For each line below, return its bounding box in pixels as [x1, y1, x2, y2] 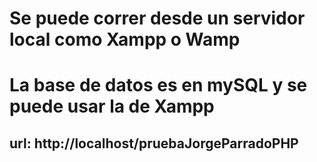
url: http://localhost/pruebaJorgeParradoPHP [9, 135, 299, 152]
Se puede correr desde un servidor [9, 7, 306, 30]
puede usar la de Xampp [9, 95, 215, 118]
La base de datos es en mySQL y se [9, 74, 308, 97]
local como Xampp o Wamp [9, 28, 241, 51]
